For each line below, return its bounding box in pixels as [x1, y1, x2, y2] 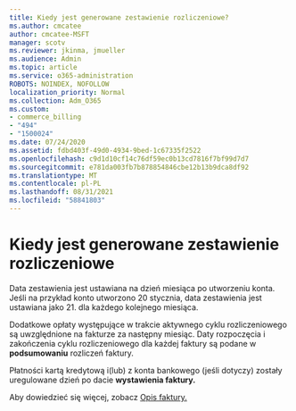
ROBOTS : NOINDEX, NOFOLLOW [9, 80, 110, 88]
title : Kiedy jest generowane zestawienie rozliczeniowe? [9, 13, 229, 22]
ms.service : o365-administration [9, 71, 134, 80]
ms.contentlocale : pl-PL [9, 180, 102, 189]
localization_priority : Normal [9, 88, 126, 96]
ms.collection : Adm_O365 [9, 96, 102, 105]
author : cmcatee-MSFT [9, 29, 90, 38]
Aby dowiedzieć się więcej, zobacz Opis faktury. [9, 391, 187, 402]
